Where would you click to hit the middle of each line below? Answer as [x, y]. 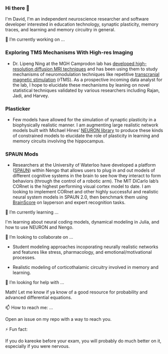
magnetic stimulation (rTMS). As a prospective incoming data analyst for [87, 80]
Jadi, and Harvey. [31, 96]
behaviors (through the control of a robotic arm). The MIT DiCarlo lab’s [86, 181]
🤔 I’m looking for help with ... [35, 282]
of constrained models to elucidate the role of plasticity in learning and [86, 135]
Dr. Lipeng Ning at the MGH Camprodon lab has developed [73, 63]
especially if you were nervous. [38, 346]
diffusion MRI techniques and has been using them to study [96, 69]
